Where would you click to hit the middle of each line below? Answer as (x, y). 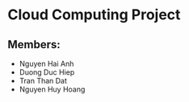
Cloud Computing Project (94, 15)
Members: (34, 45)
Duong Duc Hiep (47, 72)
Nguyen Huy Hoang (52, 89)
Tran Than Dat (43, 81)
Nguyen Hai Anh (46, 63)
